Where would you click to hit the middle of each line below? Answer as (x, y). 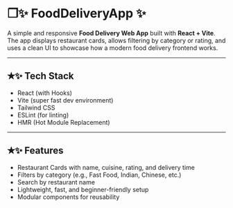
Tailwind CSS (36, 107)
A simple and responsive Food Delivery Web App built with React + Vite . (112, 33)
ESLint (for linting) (43, 115)
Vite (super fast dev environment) (65, 100)
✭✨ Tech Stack (41, 76)
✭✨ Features (35, 151)
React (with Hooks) (45, 93)
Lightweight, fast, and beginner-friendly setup (83, 189)
